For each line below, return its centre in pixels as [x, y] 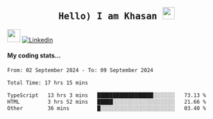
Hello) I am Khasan [108, 17]
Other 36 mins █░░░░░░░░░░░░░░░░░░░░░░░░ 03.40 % [107, 108]
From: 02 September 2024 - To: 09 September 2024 [80, 71]
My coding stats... [34, 55]
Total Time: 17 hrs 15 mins [48, 83]
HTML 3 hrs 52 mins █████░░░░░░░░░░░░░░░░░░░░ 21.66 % [107, 102]
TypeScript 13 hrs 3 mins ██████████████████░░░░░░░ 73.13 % [107, 95]
